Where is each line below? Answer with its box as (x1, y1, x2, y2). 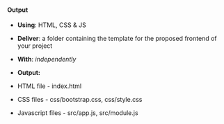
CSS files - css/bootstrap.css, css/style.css (17, 96, 143, 104)
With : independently (17, 55, 77, 64)
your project (17, 42, 53, 50)
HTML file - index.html (17, 82, 82, 90)
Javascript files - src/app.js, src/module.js (17, 109, 138, 117)
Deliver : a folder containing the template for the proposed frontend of (17, 35, 217, 43)
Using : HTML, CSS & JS (17, 21, 87, 29)
